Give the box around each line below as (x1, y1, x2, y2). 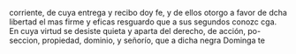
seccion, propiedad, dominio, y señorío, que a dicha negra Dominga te (9, 35, 265, 45)
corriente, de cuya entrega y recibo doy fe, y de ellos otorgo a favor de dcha (9, 8, 287, 17)
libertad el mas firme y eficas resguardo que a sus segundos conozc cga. (9, 17, 277, 27)
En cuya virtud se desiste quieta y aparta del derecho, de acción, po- (9, 26, 262, 36)
